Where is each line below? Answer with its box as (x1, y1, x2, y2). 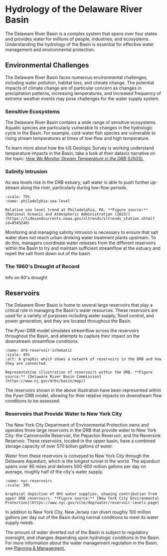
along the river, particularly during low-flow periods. (20, 185, 128, 191)
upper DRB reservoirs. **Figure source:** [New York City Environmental (5, 496, 160, 501)
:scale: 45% (5, 352, 30, 358)
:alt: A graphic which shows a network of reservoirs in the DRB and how (5, 357, 162, 362)
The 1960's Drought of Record (5, 263, 80, 270)
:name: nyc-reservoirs (5, 478, 52, 483)
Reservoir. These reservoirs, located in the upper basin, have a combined (5, 438, 156, 444)
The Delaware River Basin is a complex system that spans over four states (5, 30, 158, 36)
